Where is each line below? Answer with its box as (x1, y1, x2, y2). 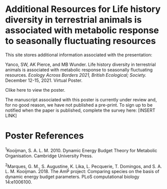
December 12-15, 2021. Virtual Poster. (5, 77, 82, 83)
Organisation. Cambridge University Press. (5, 153, 93, 159)
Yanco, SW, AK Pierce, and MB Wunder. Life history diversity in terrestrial (5, 61, 156, 67)
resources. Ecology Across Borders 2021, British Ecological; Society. (5, 72, 146, 78)
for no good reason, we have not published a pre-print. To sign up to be (5, 102, 153, 108)
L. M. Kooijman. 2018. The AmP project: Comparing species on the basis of (5, 169, 159, 175)
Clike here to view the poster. (5, 87, 65, 93)
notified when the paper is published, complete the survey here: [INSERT (5, 107, 155, 113)
